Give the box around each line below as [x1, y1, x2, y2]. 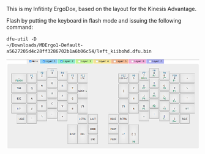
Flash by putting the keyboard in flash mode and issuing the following [6, 17, 182, 24]
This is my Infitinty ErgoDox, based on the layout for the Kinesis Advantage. [6, 5, 197, 12]
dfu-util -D [6, 36, 37, 42]
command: [6, 24, 34, 31]
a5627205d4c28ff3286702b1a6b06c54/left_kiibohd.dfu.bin [6, 48, 152, 54]
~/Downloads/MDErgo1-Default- [6, 42, 84, 48]
